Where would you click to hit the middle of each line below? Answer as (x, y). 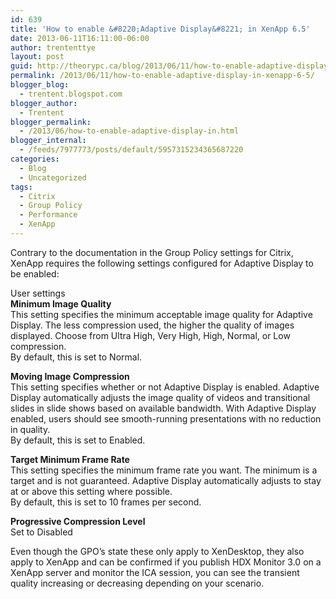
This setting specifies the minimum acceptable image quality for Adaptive (161, 314)
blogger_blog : (40, 85)
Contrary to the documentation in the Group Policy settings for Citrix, (152, 252)
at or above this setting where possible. (91, 491)
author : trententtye (53, 47)
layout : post (37, 57)
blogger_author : (44, 103)
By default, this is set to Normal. (76, 357)
